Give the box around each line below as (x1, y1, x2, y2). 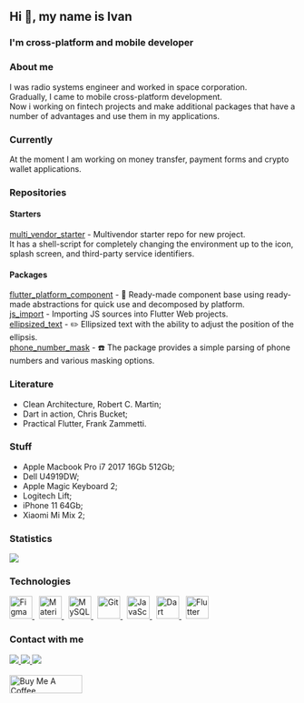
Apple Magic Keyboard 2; (22, 480, 118, 491)
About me (9, 61, 54, 74)
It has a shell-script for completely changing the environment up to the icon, (9, 238, 294, 250)
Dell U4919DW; (22, 470, 80, 482)
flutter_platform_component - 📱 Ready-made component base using (9, 289, 265, 300)
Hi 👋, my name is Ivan (9, 9, 132, 25)
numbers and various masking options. (9, 356, 155, 367)
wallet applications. (9, 163, 82, 174)
